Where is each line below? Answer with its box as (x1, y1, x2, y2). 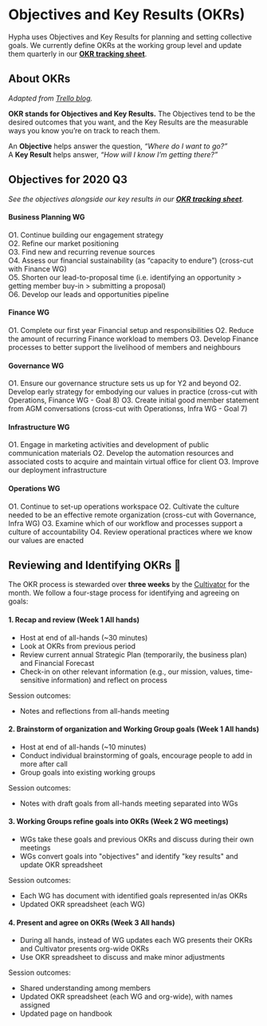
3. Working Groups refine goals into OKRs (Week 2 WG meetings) (8, 817, 229, 826)
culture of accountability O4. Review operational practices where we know (8, 527, 253, 537)
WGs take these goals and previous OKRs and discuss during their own (19, 834, 254, 844)
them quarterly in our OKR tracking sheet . (8, 49, 147, 58)
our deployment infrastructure (8, 465, 108, 475)
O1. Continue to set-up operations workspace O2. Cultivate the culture (8, 501, 240, 511)
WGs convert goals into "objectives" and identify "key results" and (19, 852, 239, 861)
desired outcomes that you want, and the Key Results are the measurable (8, 117, 249, 127)
